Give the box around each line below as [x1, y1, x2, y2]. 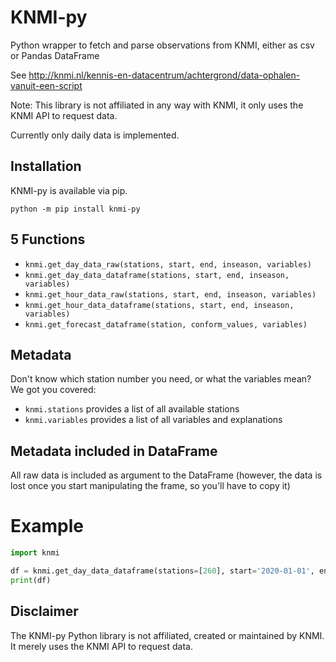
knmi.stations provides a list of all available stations [24, 403, 240, 415]
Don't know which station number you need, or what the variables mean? [10, 373, 312, 385]
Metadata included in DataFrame [10, 442, 218, 460]
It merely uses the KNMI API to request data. [10, 640, 193, 652]
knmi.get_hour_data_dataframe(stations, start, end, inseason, [24, 300, 295, 310]
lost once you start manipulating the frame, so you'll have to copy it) [10, 480, 291, 492]
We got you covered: [10, 384, 97, 396]
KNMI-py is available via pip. [10, 184, 128, 196]
